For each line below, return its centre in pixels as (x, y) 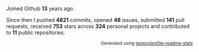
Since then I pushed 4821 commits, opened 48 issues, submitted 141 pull (95, 20)
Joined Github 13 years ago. (41, 9)
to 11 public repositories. (36, 32)
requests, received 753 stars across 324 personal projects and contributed (98, 26)
